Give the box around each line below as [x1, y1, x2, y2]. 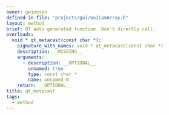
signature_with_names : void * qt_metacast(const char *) [17, 43, 164, 49]
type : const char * [28, 71, 78, 77]
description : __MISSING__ [17, 49, 83, 55]
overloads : [6, 32, 34, 38]
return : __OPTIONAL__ [17, 83, 71, 89]
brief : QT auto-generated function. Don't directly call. [6, 26, 156, 32]
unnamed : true [28, 65, 64, 72]
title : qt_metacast [6, 88, 56, 94]
